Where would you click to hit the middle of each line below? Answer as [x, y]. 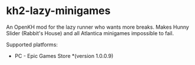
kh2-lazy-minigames [58, 11]
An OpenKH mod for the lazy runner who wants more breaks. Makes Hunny [98, 27]
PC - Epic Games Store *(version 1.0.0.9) [64, 56]
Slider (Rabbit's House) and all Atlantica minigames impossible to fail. [90, 33]
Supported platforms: [32, 45]
